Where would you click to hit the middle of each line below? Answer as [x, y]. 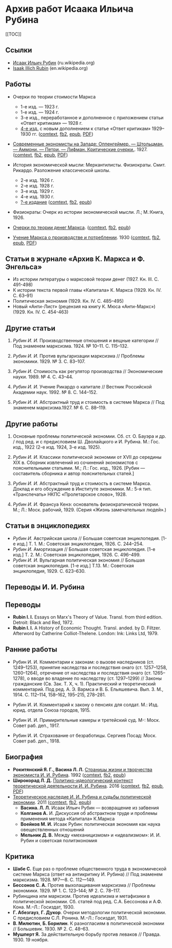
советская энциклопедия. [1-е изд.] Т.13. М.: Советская [73, 565]
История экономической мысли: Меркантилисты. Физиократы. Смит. [89, 164]
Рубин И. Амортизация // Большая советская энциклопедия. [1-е [84, 549]
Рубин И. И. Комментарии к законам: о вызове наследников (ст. [83, 662]
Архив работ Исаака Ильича [69, 9]
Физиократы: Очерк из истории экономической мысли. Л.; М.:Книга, [88, 212]
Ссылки [19, 50]
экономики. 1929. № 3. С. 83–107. [49, 361]
